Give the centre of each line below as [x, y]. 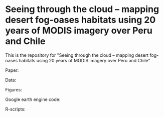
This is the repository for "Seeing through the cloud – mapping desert [77, 55]
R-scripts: [16, 109]
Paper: [12, 70]
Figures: [14, 89]
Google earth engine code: [33, 99]
